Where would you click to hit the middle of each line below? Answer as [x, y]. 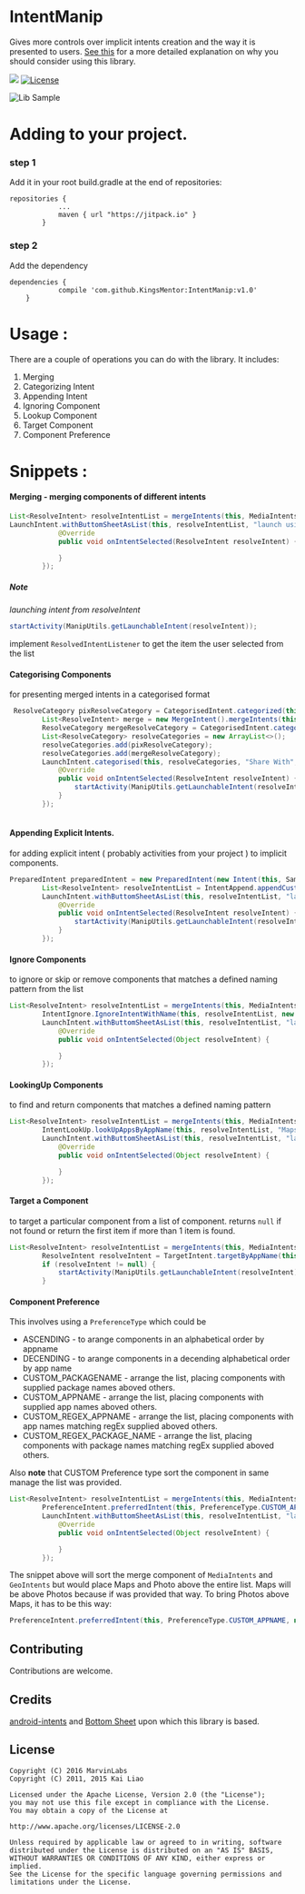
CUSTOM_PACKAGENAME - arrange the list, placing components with [154, 1378]
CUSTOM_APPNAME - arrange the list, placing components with [143, 1397]
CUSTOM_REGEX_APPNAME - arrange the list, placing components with [158, 1417]
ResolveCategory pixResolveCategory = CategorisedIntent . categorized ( [149, 711]
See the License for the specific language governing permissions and [146, 1874]
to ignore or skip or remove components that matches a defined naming [144, 979]
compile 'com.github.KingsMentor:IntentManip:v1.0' [157, 290]
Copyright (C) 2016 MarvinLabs [69, 1770]
